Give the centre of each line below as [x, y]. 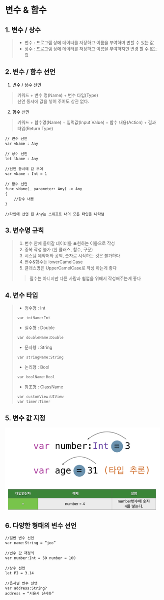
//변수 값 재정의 [20, 553]
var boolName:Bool [36, 377]
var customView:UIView [40, 397]
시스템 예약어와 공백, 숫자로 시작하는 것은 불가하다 [72, 255]
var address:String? [26, 588]
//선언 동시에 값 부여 [24, 169]
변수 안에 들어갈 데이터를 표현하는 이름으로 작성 [70, 243]
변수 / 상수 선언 [27, 85]
